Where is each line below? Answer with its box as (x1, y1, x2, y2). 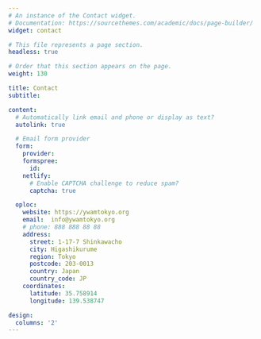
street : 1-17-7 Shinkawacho (29, 237, 123, 246)
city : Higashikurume (29, 245, 98, 253)
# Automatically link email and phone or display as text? (15, 113, 215, 121)
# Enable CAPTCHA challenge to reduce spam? (29, 179, 179, 187)
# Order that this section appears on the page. (8, 63, 172, 71)
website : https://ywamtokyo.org (22, 208, 129, 217)
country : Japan (29, 268, 80, 275)
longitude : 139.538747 (29, 297, 105, 305)
